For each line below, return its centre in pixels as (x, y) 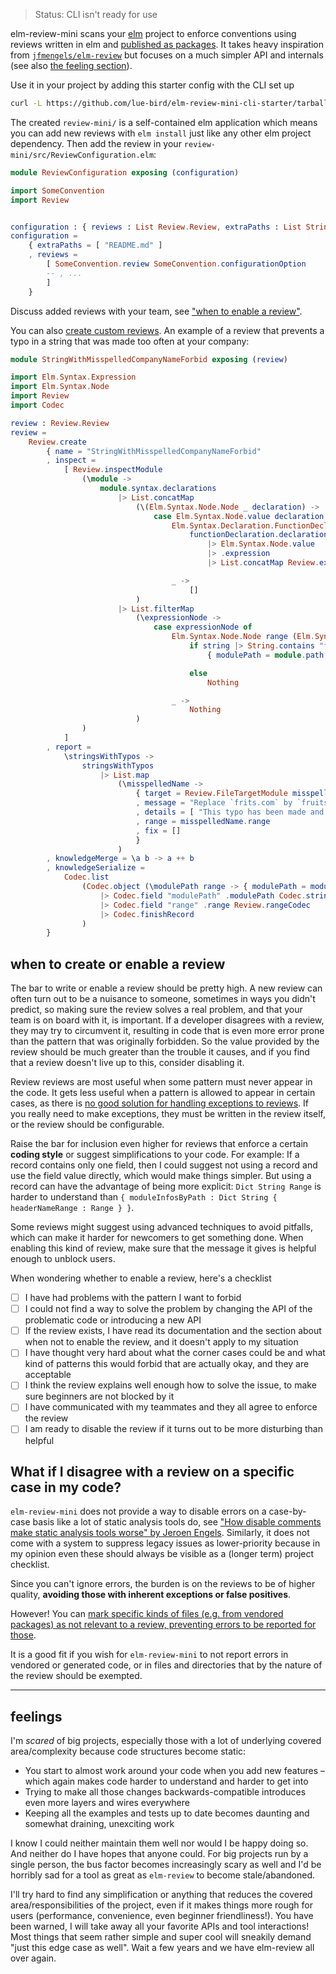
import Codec (37, 405)
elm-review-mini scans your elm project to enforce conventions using (153, 33)
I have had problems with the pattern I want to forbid (133, 1298)
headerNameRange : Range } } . (72, 1208)
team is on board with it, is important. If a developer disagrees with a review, (167, 1020)
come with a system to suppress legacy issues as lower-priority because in (165, 1543)
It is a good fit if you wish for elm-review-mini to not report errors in (149, 1655)
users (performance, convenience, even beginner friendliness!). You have (162, 1916)
